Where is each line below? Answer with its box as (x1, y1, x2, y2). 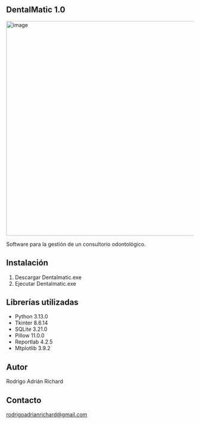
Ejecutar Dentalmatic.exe (14, 280, 76, 287)
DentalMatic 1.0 (6, 5, 65, 15)
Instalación (6, 258, 49, 268)
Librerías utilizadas (6, 298, 79, 308)
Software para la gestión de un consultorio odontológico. (6, 240, 146, 247)
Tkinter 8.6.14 (14, 319, 48, 327)
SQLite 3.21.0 (14, 326, 48, 333)
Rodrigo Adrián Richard (6, 378, 64, 385)
